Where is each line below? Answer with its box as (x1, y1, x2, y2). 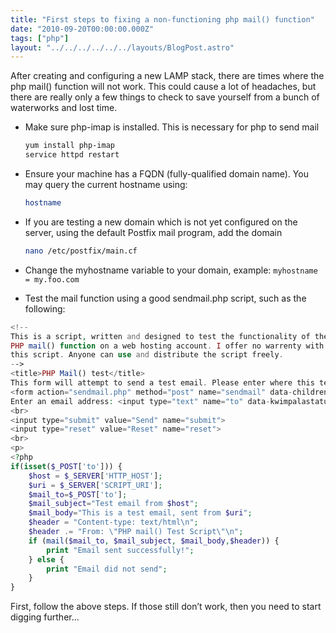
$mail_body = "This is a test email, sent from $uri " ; (28, 508, 253, 518)
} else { (28, 554, 65, 565)
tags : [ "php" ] (10, 33, 70, 43)
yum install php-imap (24, 141, 115, 151)
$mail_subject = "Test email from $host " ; (28, 499, 199, 509)
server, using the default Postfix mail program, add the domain (24, 226, 283, 238)
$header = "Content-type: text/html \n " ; (28, 517, 199, 528)
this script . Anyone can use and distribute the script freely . (10, 350, 284, 360)
